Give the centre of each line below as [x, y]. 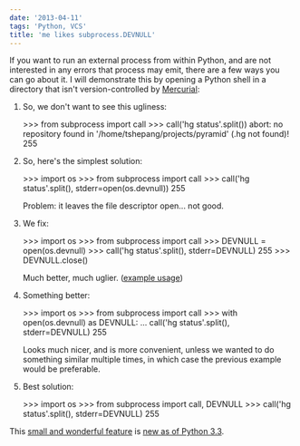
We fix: [36, 224]
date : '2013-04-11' [46, 18]
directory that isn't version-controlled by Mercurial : [105, 89]
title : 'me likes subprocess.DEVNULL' [82, 34]
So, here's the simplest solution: [82, 161]
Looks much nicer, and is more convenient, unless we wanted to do [148, 350]
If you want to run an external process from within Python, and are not [140, 61]
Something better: [56, 296]
